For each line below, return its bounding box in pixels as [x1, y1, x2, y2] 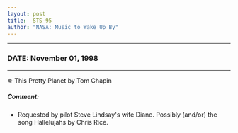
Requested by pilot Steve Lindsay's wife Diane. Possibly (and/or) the [17, 110, 217, 119]
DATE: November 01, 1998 [7, 54, 98, 64]
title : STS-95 [7, 17, 52, 24]
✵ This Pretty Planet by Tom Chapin [7, 76, 112, 85]
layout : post [7, 10, 46, 18]
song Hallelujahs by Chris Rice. [17, 117, 108, 126]
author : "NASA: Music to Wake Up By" [7, 23, 119, 30]
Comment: [7, 93, 40, 101]
